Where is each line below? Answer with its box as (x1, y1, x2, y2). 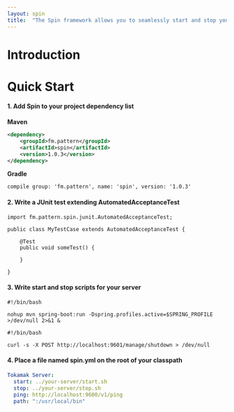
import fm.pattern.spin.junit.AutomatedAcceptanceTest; (7, 214, 173, 221)
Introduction (7, 47, 81, 63)
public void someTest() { (19, 244, 95, 251)
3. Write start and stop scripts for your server (7, 284, 141, 292)
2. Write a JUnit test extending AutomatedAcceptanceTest (7, 198, 180, 207)
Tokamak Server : (7, 371, 54, 379)
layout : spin (7, 10, 45, 17)
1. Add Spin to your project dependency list (7, 102, 134, 110)
